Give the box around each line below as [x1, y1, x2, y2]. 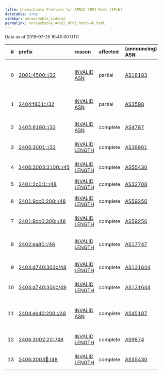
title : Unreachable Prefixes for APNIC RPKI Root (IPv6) [5, 7, 123, 12]
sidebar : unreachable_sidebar [5, 16, 66, 21]
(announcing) [125, 46, 157, 52]
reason [74, 49, 91, 55]
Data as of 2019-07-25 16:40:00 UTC [5, 34, 79, 40]
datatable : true [5, 12, 38, 16]
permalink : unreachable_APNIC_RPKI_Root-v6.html [5, 20, 105, 26]
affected [98, 49, 119, 55]
